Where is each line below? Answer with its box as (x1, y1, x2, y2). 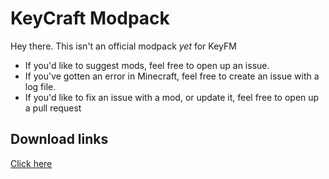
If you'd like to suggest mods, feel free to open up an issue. (24, 59, 270, 71)
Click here (10, 157, 53, 169)
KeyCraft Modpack (10, 7, 170, 30)
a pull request (24, 102, 82, 114)
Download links (10, 131, 109, 148)
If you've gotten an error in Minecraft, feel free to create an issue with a (24, 70, 320, 82)
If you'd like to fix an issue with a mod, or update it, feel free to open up (24, 91, 320, 103)
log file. (24, 80, 57, 92)
